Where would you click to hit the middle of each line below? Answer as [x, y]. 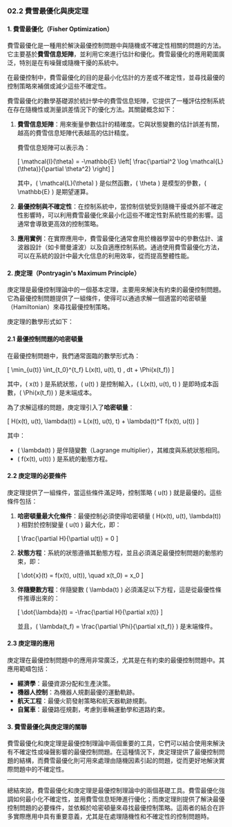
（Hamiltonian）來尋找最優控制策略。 [60, 307]
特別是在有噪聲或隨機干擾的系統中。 [70, 63]
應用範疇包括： [28, 668]
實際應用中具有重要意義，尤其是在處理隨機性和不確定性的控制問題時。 [113, 817]
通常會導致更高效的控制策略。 [59, 224]
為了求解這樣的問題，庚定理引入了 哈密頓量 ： [71, 407]
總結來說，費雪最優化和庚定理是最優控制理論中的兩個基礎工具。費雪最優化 [113, 790]
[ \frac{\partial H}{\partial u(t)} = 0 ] [68, 538]
